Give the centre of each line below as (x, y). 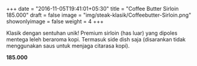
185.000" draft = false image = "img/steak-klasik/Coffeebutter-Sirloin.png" (99, 15)
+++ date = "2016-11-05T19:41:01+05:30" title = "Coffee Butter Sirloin (92, 9)
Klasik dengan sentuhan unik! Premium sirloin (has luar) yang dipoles (92, 33)
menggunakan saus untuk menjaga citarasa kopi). (68, 46)
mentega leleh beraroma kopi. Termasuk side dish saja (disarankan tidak (96, 39)
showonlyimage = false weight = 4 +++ (55, 21)
